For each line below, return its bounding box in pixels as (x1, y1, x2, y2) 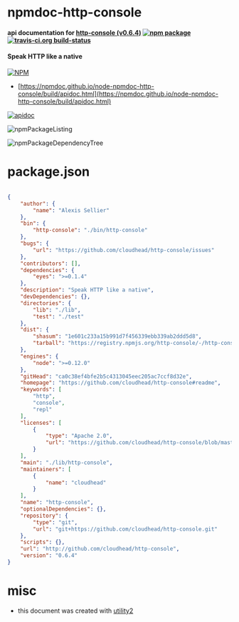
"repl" (33, 406, 53, 413)
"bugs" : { (20, 240, 50, 247)
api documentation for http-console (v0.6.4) (7, 28, 142, 36)
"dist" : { (20, 326, 50, 333)
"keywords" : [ (20, 386, 62, 393)
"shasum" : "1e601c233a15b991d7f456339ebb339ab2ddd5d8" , (33, 333, 202, 340)
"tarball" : (33, 340, 65, 347)
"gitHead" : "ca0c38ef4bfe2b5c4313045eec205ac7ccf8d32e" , (20, 373, 193, 380)
